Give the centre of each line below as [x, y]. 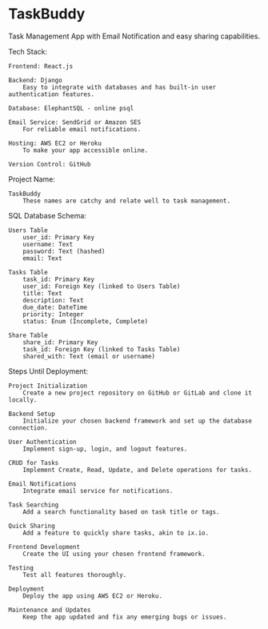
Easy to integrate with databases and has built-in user [120, 87]
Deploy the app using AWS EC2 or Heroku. [92, 596]
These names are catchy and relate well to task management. [126, 201]
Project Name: [32, 179]
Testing [21, 568]
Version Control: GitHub [50, 164]
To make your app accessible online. [86, 150]
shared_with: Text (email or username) [89, 356]
